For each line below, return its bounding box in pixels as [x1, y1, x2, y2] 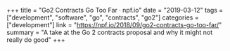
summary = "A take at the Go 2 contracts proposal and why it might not [6, 28, 212, 36]
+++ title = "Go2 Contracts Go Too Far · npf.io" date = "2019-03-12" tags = [6, 6, 224, 14]
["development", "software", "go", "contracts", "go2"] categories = [6, 13, 199, 22]
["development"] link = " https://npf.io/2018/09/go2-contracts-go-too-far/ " [6, 21, 222, 29]
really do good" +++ [6, 36, 65, 44]
